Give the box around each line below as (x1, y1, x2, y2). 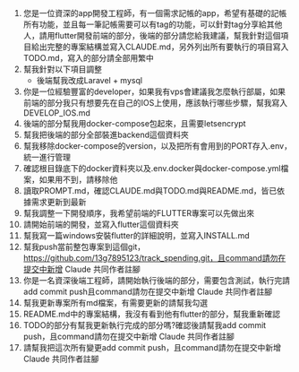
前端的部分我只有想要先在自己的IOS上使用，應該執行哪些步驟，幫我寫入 (22, 98, 288, 108)
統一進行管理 (22, 151, 71, 162)
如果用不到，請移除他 (38, 174, 118, 185)
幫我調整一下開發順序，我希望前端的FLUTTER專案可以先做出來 (22, 208, 254, 218)
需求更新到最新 (30, 196, 87, 207)
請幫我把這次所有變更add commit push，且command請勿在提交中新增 (22, 342, 281, 352)
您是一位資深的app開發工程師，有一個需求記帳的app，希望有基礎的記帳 (22, 8, 287, 18)
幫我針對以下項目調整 (22, 64, 102, 74)
